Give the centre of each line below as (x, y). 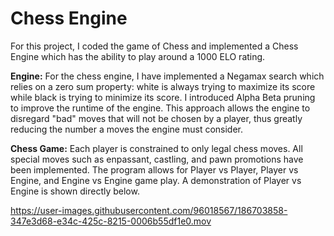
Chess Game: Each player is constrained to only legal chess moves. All (156, 148)
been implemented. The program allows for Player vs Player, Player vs (154, 169)
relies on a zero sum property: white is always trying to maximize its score (163, 86)
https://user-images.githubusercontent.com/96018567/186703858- (149, 210)
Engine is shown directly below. (75, 191)
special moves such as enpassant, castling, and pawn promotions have (157, 159)
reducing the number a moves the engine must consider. (127, 129)
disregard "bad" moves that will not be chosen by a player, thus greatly (156, 118)
